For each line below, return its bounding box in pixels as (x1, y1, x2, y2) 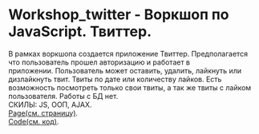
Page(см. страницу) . (8, 108, 79, 117)
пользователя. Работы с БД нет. (8, 91, 119, 100)
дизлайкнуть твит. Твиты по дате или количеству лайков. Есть (8, 74, 222, 84)
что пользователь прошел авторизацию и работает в (8, 57, 191, 67)
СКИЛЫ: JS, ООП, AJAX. (8, 100, 92, 109)
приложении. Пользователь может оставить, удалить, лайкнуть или (8, 65, 242, 75)
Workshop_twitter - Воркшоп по (8, 6, 229, 24)
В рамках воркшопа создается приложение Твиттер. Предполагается (8, 49, 249, 58)
